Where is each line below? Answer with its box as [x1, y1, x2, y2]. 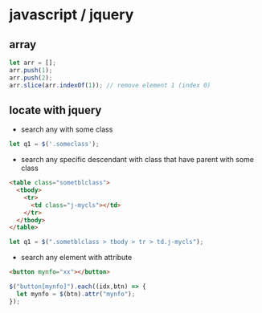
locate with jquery [9, 103, 102, 117]
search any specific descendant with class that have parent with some [20, 155, 255, 165]
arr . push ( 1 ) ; [9, 66, 53, 74]
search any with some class [20, 124, 113, 134]
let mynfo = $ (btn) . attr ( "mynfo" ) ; [16, 290, 136, 298]
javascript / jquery [9, 6, 134, 24]
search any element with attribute [20, 253, 133, 262]
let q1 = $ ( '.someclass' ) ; [9, 140, 100, 148]
